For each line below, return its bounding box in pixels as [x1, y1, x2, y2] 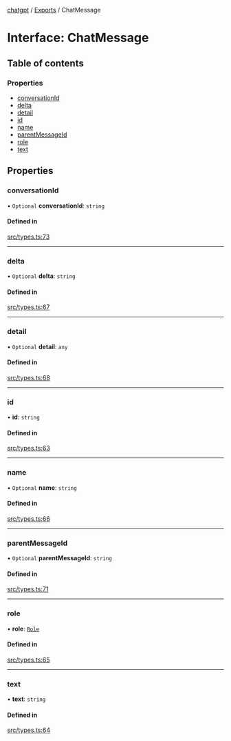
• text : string [7, 695, 46, 703]
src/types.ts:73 [7, 233, 50, 241]
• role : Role [7, 624, 40, 633]
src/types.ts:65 [7, 655, 50, 664]
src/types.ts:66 [7, 514, 50, 523]
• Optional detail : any [7, 342, 68, 350]
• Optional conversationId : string [7, 201, 105, 210]
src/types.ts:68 [7, 373, 50, 382]
